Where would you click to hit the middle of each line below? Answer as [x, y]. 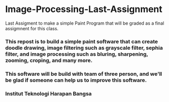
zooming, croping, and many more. [49, 60]
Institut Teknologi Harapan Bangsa [48, 93]
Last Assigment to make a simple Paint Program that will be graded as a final [85, 23]
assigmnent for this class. [32, 28]
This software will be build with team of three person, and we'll [84, 74]
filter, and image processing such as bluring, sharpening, [77, 54]
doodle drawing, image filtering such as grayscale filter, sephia [84, 48]
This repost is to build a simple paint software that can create [81, 41]
